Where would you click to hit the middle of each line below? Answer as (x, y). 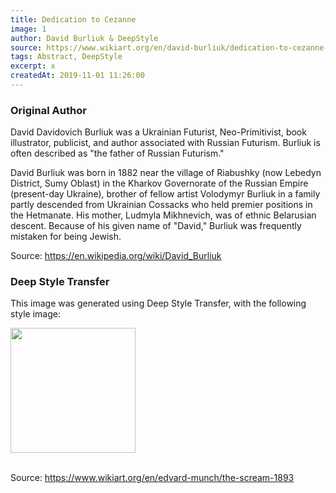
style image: (35, 314)
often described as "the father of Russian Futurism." (117, 153)
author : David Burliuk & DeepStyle (84, 38)
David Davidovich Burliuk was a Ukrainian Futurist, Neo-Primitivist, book (158, 132)
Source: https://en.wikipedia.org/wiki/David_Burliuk (116, 256)
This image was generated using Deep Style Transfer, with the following (158, 303)
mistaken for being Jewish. (66, 237)
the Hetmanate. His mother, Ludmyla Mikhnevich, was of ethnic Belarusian (163, 215)
